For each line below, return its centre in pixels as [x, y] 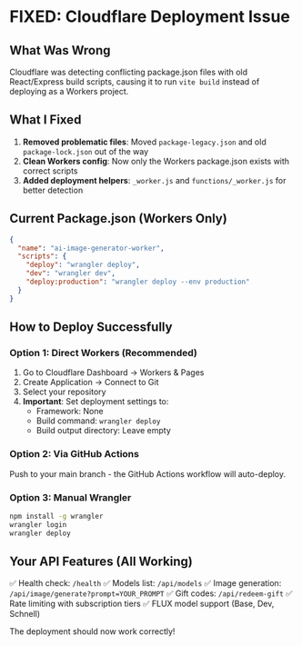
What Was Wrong [60, 50]
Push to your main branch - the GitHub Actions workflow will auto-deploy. [148, 473]
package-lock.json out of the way [86, 151]
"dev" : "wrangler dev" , [71, 273]
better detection [53, 190]
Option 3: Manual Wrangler [70, 497]
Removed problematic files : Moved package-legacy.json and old [144, 142]
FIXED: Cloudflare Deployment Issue [150, 17]
